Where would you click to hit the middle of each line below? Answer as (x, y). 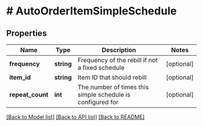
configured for (98, 102)
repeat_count (29, 94)
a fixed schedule (101, 67)
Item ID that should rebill (112, 77)
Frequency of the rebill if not (118, 60)
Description (119, 50)
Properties (27, 33)
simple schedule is (104, 94)
